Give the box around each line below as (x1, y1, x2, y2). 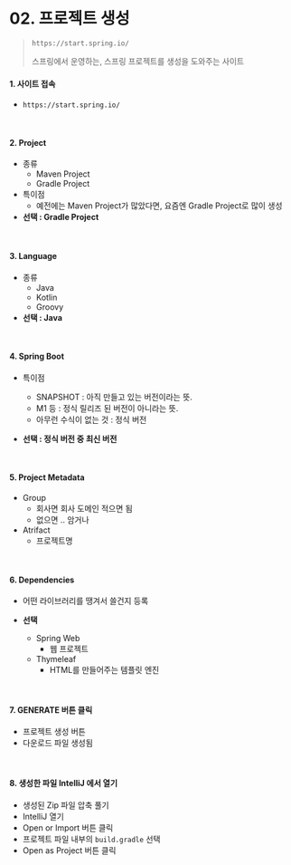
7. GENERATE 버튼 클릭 (9, 704, 93, 716)
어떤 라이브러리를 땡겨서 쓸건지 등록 (22, 595, 149, 607)
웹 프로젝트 (49, 644, 89, 655)
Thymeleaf (35, 654, 77, 665)
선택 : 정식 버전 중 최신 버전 (22, 433, 117, 444)
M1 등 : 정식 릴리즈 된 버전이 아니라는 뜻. (35, 402, 179, 413)
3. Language (9, 250, 57, 261)
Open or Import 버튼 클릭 (22, 822, 114, 833)
